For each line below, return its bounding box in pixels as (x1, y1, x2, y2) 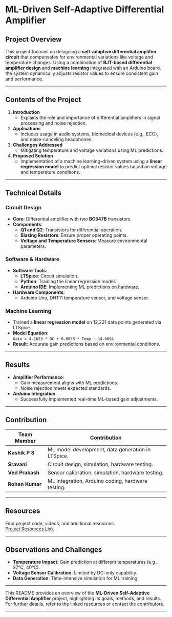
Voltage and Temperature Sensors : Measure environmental (20, 237, 147, 244)
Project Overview (5, 35, 62, 44)
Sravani (8, 461, 27, 468)
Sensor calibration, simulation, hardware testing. (48, 469, 164, 476)
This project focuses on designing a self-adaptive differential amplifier (5, 49, 157, 54)
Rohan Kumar (8, 481, 42, 488)
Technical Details (5, 189, 62, 197)
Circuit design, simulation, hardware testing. (48, 461, 154, 468)
